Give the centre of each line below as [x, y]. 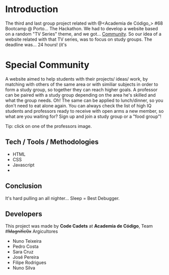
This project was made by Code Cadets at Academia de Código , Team [79, 226]
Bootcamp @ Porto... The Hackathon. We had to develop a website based [81, 28]
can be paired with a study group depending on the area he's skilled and [80, 95]
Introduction [32, 9]
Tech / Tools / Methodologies [52, 142]
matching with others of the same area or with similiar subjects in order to [82, 84]
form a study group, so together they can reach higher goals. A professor [81, 90]
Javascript [23, 165]
